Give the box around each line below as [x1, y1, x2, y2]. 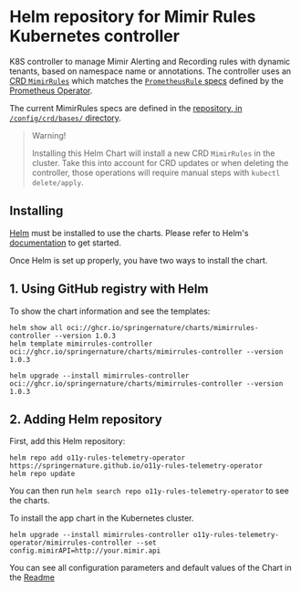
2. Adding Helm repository [9, 411, 162, 427]
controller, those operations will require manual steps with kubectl [31, 167, 281, 178]
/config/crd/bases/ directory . [9, 112, 121, 123]
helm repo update [9, 470, 76, 479]
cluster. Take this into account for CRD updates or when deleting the [31, 157, 289, 168]
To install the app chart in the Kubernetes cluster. [9, 513, 194, 524]
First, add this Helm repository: [9, 436, 126, 447]
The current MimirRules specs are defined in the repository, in [9, 102, 243, 113]
